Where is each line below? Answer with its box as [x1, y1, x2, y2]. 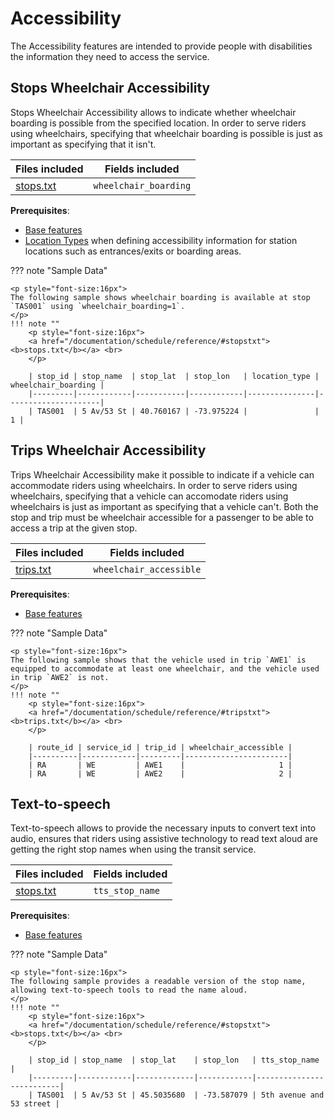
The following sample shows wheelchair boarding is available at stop [10, 292, 311, 302]
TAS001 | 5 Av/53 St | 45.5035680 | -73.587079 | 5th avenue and [36, 1090, 325, 1101]
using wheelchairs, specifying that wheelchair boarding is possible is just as [10, 127, 323, 139]
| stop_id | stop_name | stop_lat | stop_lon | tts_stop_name [28, 1055, 320, 1066]
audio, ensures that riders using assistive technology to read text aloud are [10, 833, 318, 845]
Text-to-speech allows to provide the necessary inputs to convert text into [10, 822, 317, 834]
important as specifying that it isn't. [10, 138, 157, 150]
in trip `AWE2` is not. [10, 672, 110, 682]
